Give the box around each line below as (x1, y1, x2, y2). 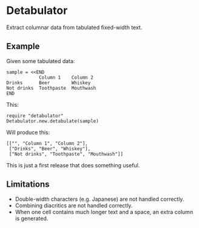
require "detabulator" (6, 113, 64, 119)
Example (6, 41, 40, 52)
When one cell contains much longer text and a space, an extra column (15, 208, 194, 215)
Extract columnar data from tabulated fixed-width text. (6, 24, 143, 31)
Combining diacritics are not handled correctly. (15, 201, 133, 209)
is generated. (15, 215, 49, 222)
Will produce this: (6, 129, 50, 136)
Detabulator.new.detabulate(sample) (6, 118, 99, 124)
